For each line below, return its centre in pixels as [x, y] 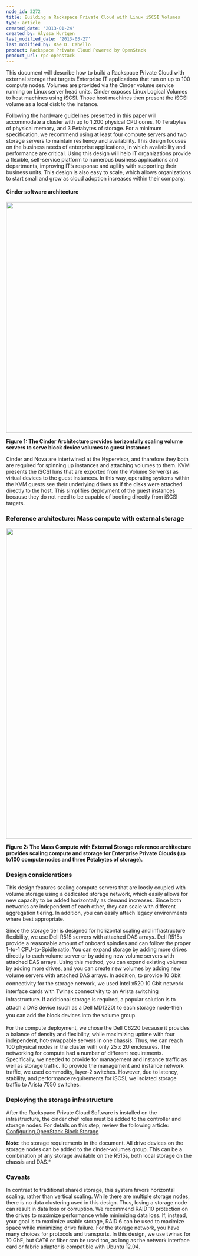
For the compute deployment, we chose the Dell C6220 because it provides [98, 1027]
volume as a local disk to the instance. [52, 104]
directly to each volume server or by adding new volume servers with [90, 956]
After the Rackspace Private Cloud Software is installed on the [82, 1112]
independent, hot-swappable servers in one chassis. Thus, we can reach [95, 1040]
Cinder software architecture [42, 192]
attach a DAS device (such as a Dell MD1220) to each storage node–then [94, 1007]
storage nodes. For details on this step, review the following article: [88, 1125]
